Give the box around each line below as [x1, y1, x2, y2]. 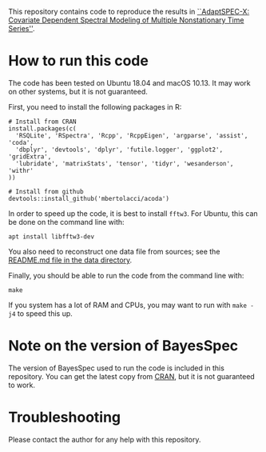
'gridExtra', [8, 152, 52, 161]
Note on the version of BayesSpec [8, 337, 239, 355]
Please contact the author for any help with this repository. [8, 434, 201, 444]
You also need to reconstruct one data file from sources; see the [8, 246, 220, 256]
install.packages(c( [8, 124, 77, 133]
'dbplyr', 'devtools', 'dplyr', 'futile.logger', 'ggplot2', [15, 146, 224, 154]
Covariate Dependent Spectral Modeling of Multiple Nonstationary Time [8, 15, 244, 25]
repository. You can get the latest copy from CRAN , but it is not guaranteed [8, 371, 256, 381]
